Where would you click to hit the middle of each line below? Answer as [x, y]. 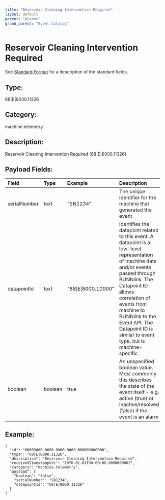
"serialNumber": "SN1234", [41, 480]
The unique [132, 192]
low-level [130, 249]
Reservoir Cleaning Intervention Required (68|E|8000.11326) [66, 154]
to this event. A [136, 236]
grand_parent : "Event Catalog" [37, 23]
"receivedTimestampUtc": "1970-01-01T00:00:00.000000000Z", [72, 463]
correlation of [135, 298]
